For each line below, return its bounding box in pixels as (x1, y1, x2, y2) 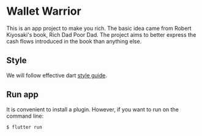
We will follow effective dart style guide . (6, 72, 107, 79)
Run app (6, 89, 39, 100)
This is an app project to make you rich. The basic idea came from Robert (6, 25, 192, 32)
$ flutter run (6, 124, 43, 130)
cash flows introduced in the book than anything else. (6, 37, 142, 45)
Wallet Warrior (6, 4, 81, 18)
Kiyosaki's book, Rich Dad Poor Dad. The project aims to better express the (6, 31, 196, 38)
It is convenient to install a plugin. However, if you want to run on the (6, 105, 179, 113)
